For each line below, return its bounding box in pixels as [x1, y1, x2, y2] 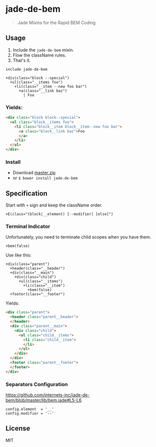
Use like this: [5, 252, 31, 258]
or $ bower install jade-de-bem [12, 175, 78, 181]
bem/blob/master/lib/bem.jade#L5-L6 [5, 397, 82, 403]
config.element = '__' [5, 407, 54, 412]
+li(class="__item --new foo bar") [14, 84, 87, 89]
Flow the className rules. [12, 52, 67, 58]
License [5, 424, 30, 433]
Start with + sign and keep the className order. [5, 202, 103, 208]
